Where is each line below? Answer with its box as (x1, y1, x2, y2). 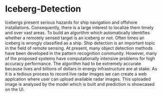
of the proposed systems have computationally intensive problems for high (5, 55, 155, 61)
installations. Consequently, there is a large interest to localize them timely (5, 24, 154, 30)
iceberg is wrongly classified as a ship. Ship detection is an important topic (5, 40, 155, 46)
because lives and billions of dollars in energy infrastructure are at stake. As (5, 65, 157, 71)
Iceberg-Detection (5, 3, 81, 15)
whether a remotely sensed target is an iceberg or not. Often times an (5, 35, 144, 41)
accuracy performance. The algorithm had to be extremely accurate (5, 61, 141, 66)
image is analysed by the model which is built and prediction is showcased (5, 81, 155, 87)
